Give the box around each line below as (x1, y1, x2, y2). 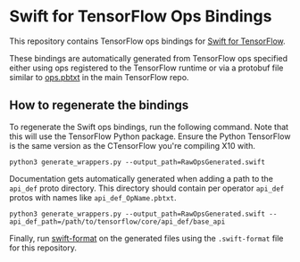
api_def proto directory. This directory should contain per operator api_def (9, 183, 285, 193)
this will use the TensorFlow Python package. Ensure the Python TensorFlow (9, 131, 291, 142)
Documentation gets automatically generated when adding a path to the (9, 173, 274, 184)
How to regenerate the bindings (9, 98, 189, 113)
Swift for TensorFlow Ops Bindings (9, 6, 272, 27)
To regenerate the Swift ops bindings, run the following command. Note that (9, 121, 288, 132)
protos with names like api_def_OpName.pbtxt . (9, 192, 177, 202)
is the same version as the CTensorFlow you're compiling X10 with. (9, 140, 256, 151)
